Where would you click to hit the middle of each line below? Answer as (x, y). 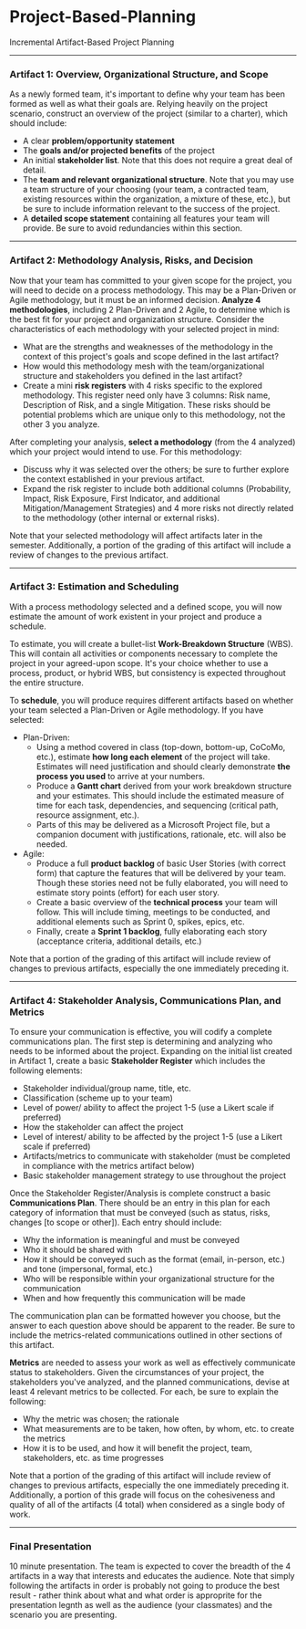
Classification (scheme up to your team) (97, 1098)
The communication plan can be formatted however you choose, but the (145, 1316)
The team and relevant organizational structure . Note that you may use (158, 180)
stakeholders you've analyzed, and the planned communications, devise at (149, 1382)
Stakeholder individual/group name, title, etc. (107, 1089)
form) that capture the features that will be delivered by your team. (161, 872)
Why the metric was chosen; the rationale (101, 1419)
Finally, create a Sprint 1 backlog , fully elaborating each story (152, 931)
